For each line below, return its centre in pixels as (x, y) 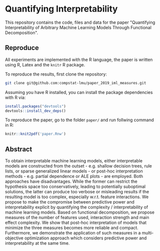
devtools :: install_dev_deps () (36, 111)
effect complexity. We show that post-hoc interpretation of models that (76, 223)
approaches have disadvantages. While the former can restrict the (71, 181)
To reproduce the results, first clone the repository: (56, 74)
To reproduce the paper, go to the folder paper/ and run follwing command (80, 120)
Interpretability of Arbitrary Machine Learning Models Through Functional (78, 27)
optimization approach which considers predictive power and (86, 238)
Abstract (19, 149)
